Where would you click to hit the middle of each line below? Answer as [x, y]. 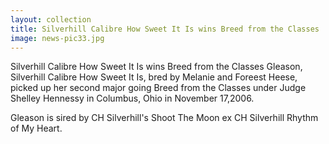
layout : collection [51, 19]
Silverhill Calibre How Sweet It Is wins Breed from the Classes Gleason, [156, 67]
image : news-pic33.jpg [57, 38]
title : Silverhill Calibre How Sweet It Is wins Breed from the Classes [165, 29]
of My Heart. [36, 128]
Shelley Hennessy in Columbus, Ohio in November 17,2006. [132, 98]
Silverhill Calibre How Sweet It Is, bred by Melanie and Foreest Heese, [154, 77]
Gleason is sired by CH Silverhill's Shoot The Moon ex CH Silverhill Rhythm [164, 118]
